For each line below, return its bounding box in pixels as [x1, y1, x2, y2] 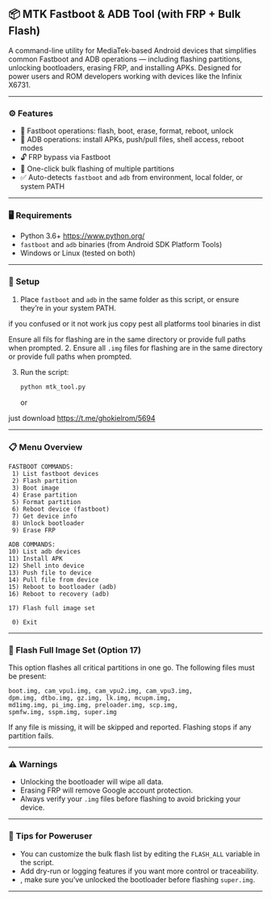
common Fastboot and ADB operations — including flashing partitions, [8, 54, 243, 64]
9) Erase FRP [11, 526, 56, 534]
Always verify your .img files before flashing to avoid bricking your [19, 794, 241, 804]
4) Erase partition [11, 490, 78, 499]
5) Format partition [11, 498, 81, 506]
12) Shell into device [8, 561, 85, 570]
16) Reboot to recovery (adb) [8, 590, 110, 598]
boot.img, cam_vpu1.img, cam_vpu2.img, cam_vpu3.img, [8, 687, 194, 696]
